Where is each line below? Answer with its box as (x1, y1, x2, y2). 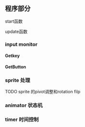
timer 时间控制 (5, 116, 39, 123)
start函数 (5, 18, 23, 24)
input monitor (5, 41, 38, 47)
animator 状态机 (5, 102, 43, 109)
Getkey (5, 53, 20, 59)
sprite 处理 (5, 77, 30, 84)
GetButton (5, 64, 27, 70)
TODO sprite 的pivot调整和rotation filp (5, 89, 81, 95)
